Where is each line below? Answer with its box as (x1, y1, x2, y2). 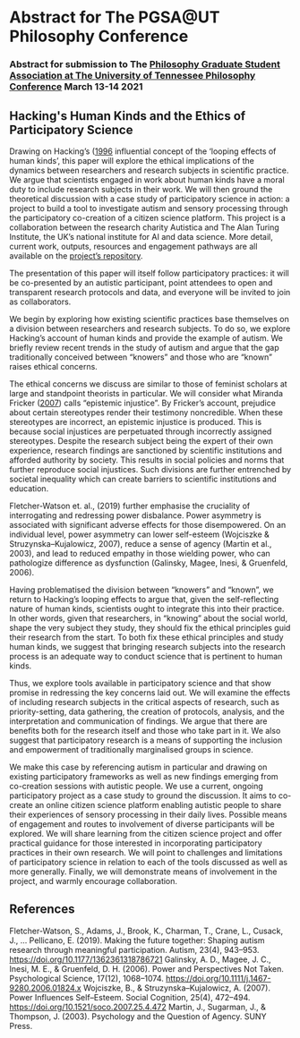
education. (9, 482, 49, 494)
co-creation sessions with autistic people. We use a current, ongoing (9, 780, 264, 791)
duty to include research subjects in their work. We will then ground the (9, 183, 273, 194)
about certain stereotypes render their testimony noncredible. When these (9, 406, 284, 418)
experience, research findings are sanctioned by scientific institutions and (9, 445, 282, 455)
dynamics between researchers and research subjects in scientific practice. (9, 165, 289, 175)
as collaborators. (9, 296, 72, 307)
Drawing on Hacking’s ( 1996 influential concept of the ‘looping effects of (9, 146, 277, 157)
